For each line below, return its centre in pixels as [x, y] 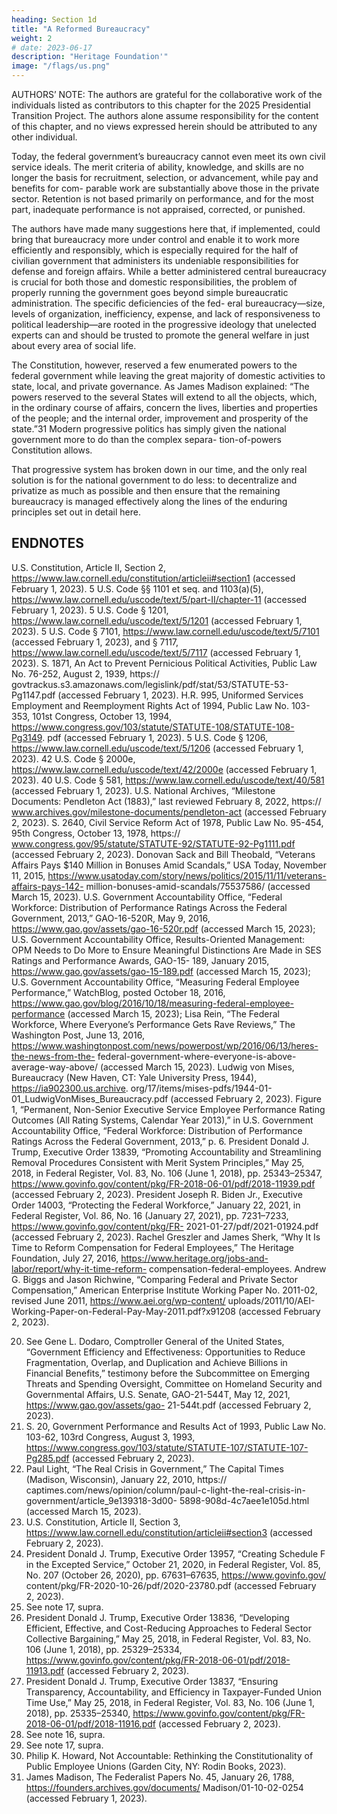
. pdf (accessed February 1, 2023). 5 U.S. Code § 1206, [155, 737]
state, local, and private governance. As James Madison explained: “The [160, 386]
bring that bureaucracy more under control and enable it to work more [155, 239]
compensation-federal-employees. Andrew [238, 1268]
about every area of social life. [74, 345]
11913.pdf [45, 1670]
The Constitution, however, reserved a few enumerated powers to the [154, 365]
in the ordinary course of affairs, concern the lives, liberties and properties [164, 407]
